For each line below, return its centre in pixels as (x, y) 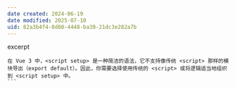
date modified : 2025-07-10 (47, 20)
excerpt (18, 47)
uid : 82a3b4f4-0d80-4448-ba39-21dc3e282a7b (72, 27)
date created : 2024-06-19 (45, 14)
